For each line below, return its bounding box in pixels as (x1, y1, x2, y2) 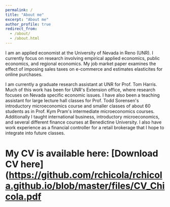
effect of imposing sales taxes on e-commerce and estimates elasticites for (5, 66, 163, 72)
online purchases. (5, 71, 43, 77)
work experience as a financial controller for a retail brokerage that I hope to (5, 124, 164, 130)
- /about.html (10, 36, 40, 41)
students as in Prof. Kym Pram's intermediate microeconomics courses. (5, 108, 155, 114)
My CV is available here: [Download (5, 148, 158, 159)
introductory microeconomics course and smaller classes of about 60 (5, 103, 151, 109)
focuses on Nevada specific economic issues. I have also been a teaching (5, 92, 160, 98)
